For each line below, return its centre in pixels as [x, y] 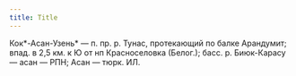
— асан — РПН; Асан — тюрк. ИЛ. [75, 62]
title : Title [34, 17]
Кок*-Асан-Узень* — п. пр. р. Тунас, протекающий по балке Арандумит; [148, 43]
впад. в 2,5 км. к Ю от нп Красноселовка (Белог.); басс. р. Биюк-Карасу [148, 52]
